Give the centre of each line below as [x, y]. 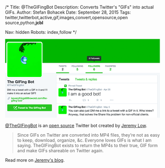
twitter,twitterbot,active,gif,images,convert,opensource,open [67, 17]
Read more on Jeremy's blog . [35, 160]
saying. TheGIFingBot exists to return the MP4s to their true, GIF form [87, 145]
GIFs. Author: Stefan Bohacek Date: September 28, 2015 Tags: [68, 12]
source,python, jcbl [24, 23]
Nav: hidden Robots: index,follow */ [41, 32]
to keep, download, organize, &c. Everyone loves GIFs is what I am [84, 140]
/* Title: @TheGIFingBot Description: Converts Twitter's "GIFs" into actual [79, 7]
